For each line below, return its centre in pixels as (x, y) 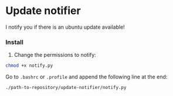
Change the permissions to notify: (55, 55)
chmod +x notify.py (29, 66)
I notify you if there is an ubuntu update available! (65, 27)
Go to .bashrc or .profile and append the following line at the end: (86, 77)
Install (15, 42)
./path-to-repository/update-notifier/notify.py (66, 88)
